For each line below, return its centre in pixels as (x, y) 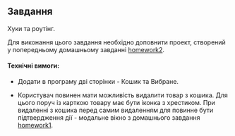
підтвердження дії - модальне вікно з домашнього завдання (109, 118)
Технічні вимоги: (34, 66)
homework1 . (35, 125)
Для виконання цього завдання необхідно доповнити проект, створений (116, 42)
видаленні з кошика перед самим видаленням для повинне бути (115, 110)
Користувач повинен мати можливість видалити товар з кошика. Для (122, 95)
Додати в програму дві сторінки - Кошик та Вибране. (98, 82)
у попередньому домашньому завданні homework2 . (86, 49)
